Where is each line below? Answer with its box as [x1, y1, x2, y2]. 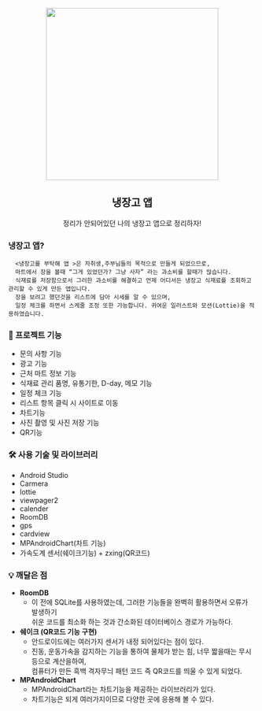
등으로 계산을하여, [31, 657, 87, 665]
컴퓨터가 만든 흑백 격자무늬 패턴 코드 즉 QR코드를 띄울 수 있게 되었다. [31, 666, 242, 676]
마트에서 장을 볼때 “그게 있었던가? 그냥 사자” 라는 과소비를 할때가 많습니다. [15, 268, 232, 276]
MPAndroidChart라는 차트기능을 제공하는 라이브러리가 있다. [31, 685, 216, 694]
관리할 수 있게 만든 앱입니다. [8, 285, 91, 293]
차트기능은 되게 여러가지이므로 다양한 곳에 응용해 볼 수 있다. [31, 694, 215, 704]
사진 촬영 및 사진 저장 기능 [19, 418, 100, 428]
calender [19, 504, 49, 513]
